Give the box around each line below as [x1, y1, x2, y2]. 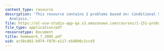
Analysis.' [9, 16, 32, 21]
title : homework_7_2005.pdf [5, 34, 62, 39]
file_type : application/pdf [5, 25, 62, 30]
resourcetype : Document [5, 30, 54, 34]
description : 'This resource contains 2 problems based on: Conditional [5, 12, 156, 17]
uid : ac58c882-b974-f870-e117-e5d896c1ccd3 [5, 39, 95, 44]
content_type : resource [5, 7, 54, 12]
